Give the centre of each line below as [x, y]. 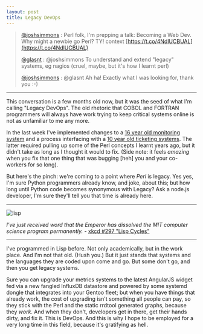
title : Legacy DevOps [34, 18]
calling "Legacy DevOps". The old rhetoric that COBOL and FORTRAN [93, 108]
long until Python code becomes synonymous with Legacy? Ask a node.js [98, 189]
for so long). [43, 165]
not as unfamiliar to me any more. [48, 120]
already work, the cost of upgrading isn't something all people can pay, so [99, 299]
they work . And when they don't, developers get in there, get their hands [97, 312]
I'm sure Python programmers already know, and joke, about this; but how [98, 183]
